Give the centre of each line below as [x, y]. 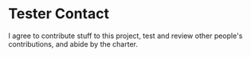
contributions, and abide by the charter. [73, 44]
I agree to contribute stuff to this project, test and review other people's [125, 36]
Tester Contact [59, 14]
